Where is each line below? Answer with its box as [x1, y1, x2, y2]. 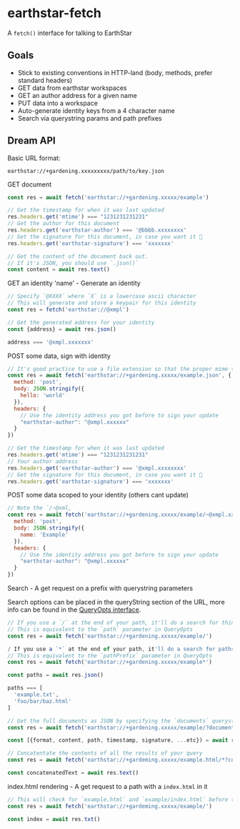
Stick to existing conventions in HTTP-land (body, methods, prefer [17, 68, 213, 76]
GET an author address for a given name [17, 91, 137, 99]
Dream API [7, 134, 56, 147]
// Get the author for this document [7, 220, 120, 227]
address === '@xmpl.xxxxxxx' [7, 338, 94, 346]
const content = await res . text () [7, 266, 111, 273]
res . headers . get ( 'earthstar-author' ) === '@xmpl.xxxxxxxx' [7, 465, 187, 472]
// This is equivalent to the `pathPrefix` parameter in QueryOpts [7, 652, 213, 659]
